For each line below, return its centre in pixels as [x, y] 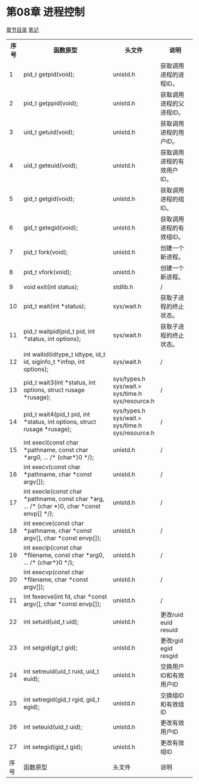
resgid [169, 655]
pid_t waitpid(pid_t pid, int [59, 331]
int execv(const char [52, 467]
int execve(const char [54, 523]
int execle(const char [53, 491]
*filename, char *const [56, 580]
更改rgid [172, 641]
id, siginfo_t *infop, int [54, 361]
